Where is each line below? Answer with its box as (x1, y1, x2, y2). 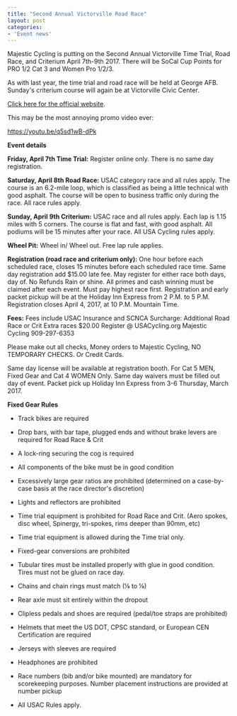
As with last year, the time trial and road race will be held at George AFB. (7, 79, 219, 87)
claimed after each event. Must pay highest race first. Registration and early (7, 285, 229, 294)
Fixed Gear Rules (7, 400, 59, 409)
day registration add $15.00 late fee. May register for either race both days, (7, 270, 226, 279)
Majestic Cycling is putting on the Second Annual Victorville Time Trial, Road (7, 50, 231, 58)
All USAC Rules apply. (17, 700, 81, 710)
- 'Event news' (7, 30, 52, 38)
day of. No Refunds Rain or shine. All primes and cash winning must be (7, 277, 214, 286)
